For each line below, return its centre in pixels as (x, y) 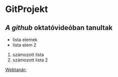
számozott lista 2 (30, 60)
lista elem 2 (24, 45)
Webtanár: (16, 69)
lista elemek (25, 39)
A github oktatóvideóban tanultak (59, 28)
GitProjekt (27, 9)
